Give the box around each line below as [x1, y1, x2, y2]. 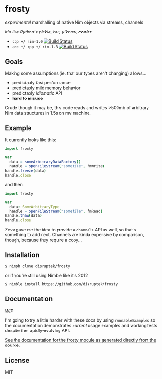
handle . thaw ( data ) [5, 214, 42, 218]
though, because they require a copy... [5, 237, 82, 243]
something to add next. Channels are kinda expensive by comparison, [5, 232, 144, 238]
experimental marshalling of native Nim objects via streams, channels [5, 19, 144, 25]
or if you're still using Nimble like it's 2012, [5, 272, 89, 278]
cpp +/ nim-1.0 [12, 39, 43, 44]
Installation [5, 251, 40, 259]
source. [5, 342, 20, 348]
